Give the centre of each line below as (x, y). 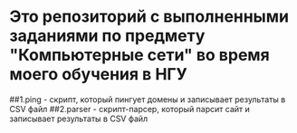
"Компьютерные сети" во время (139, 55)
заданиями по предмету (107, 36)
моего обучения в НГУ (99, 75)
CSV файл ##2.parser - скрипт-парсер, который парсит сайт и (130, 109)
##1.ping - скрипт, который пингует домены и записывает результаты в (148, 99)
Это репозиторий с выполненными (149, 17)
